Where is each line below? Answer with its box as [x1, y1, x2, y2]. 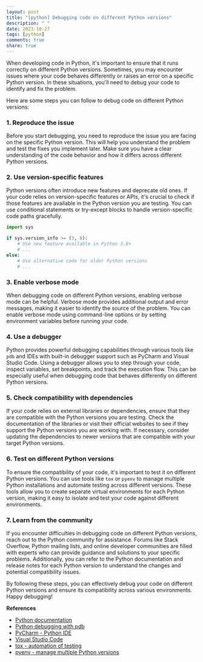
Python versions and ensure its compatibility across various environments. [6, 586, 193, 594]
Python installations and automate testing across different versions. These [6, 481, 192, 489]
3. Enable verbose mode [6, 278, 79, 286]
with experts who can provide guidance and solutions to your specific [6, 549, 181, 557]
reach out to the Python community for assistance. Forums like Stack [6, 536, 179, 543]
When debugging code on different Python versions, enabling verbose [6, 292, 182, 299]
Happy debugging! [6, 593, 53, 600]
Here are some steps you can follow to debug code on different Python [6, 96, 184, 104]
